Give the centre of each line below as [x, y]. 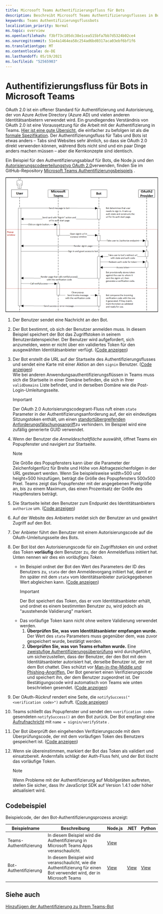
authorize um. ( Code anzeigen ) [44, 508]
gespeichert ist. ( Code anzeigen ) [45, 742]
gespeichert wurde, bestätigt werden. [64, 641]
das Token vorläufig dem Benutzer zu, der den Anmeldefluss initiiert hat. [85, 552]
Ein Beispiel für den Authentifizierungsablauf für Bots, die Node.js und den [80, 161]
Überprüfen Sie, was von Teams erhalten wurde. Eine [81, 646]
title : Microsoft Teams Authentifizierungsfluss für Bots [65, 10]
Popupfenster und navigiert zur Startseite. [54, 444]
